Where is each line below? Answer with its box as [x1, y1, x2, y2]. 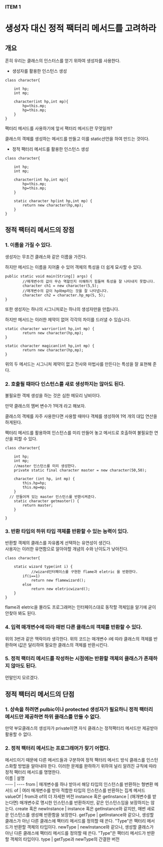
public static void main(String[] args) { [5, 274, 92, 279]
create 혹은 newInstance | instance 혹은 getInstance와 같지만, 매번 [15, 806, 146, 811]
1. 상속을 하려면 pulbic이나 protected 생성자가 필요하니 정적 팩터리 [5, 706, 153, 713]
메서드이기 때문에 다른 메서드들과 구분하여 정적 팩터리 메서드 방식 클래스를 [5, 757, 145, 763]
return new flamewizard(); [31, 578, 86, 583]
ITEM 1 [5, 3, 21, 10]
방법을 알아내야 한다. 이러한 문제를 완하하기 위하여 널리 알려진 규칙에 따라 [18, 763, 157, 769]
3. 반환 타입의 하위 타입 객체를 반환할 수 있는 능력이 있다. [5, 528, 129, 535]
